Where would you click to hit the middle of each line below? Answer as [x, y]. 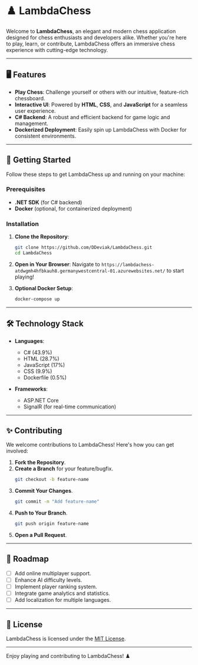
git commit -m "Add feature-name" [57, 502]
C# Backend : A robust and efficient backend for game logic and [92, 117]
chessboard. [30, 98]
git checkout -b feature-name [52, 480]
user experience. [35, 111]
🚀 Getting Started [39, 160]
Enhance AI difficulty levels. [48, 580]
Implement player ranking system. [56, 587]
